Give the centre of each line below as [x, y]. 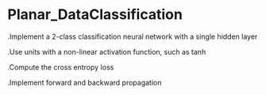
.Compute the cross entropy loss [61, 67]
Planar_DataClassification [95, 15]
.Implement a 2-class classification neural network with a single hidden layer [133, 36]
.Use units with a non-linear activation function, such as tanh [107, 51]
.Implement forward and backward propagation [85, 82]
